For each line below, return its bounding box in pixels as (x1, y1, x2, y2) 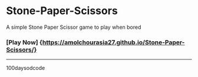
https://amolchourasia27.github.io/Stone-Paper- (42, 38, 185, 46)
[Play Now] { (6, 38, 43, 46)
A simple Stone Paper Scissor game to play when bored (6, 24, 141, 31)
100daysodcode (6, 65, 45, 72)
